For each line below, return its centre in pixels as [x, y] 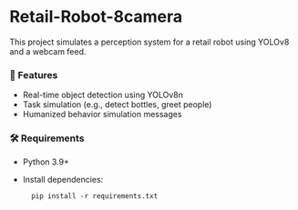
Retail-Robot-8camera [96, 17]
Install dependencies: [63, 179]
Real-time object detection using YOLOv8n [103, 95]
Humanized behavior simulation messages [102, 115]
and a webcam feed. [48, 51]
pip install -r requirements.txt [95, 196]
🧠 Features [34, 75]
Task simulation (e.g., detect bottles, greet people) [117, 105]
